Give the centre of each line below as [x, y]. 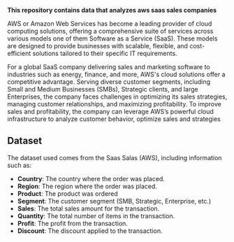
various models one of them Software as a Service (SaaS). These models [112, 38]
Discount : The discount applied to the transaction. [90, 231]
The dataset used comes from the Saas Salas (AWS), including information [115, 157]
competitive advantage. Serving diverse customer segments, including [109, 82]
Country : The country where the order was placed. [91, 178]
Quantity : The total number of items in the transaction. [96, 215]
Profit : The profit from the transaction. [72, 223]
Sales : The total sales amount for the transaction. [88, 208]
